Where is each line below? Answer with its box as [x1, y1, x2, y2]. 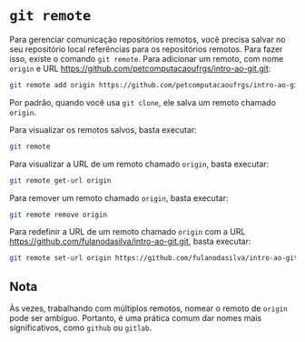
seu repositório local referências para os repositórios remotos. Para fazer [9, 44, 283, 55]
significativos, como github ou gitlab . [9, 322, 152, 334]
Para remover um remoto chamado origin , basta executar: [9, 192, 229, 203]
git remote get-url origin [9, 176, 112, 185]
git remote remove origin [9, 210, 107, 219]
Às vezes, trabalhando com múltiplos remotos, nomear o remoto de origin [9, 303, 288, 314]
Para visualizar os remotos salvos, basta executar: [9, 124, 197, 135]
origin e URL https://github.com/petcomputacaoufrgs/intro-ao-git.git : [9, 63, 271, 74]
